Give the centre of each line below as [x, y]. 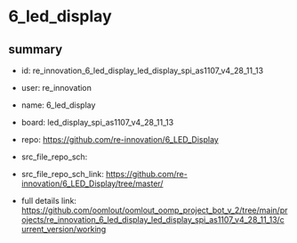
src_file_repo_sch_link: [62, 174]
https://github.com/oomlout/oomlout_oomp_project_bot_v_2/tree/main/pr [154, 210]
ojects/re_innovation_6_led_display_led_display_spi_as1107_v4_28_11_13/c [153, 219]
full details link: [49, 201]
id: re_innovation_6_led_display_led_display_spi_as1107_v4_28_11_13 [142, 70]
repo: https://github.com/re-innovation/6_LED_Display [120, 139]
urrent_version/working [64, 229]
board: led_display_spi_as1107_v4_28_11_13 [97, 122]
